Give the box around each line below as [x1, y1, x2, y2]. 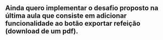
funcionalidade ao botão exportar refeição [5, 19, 141, 28]
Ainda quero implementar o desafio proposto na [5, 4, 158, 12]
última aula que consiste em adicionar [5, 12, 127, 20]
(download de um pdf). [5, 27, 78, 36]
